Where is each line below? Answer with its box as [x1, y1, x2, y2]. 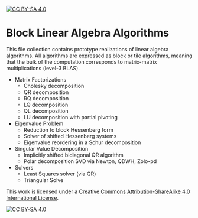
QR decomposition [23, 89, 69, 96]
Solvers [14, 164, 34, 171]
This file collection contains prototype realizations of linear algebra [6, 45, 169, 53]
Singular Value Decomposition [14, 145, 89, 152]
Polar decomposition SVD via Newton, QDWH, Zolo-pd [23, 157, 157, 165]
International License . [6, 194, 59, 201]
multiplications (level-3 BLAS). [6, 64, 80, 71]
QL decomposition [23, 107, 69, 115]
